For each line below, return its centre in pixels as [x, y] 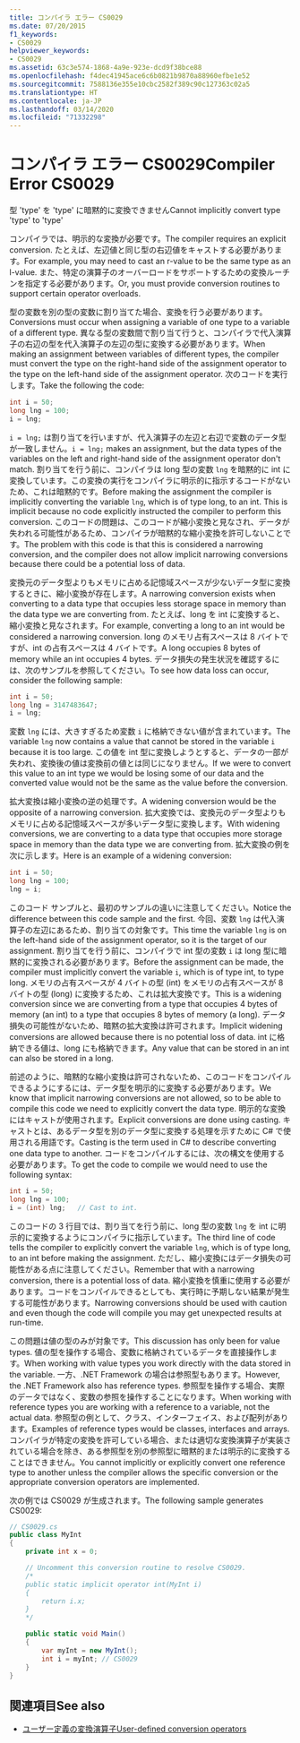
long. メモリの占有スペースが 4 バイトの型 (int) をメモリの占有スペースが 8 [146, 983]
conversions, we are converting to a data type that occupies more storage [146, 834]
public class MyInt [46, 1535]
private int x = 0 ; [62, 1552]
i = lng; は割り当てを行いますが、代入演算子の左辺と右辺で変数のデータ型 [148, 437]
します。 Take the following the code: [77, 385]
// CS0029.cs [34, 1527]
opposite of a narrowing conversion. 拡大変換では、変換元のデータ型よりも [148, 812]
